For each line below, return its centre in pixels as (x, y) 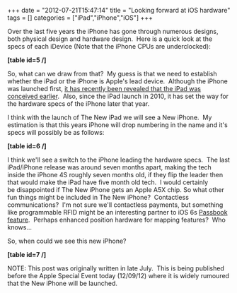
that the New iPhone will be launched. (63, 283)
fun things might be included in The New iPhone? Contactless (98, 197)
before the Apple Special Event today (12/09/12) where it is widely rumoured (118, 276)
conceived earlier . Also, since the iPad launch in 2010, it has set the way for (118, 96)
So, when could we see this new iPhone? (67, 241)
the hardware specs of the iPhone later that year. (79, 104)
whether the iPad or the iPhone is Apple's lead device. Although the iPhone (117, 81)
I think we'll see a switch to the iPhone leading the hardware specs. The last (118, 160)
